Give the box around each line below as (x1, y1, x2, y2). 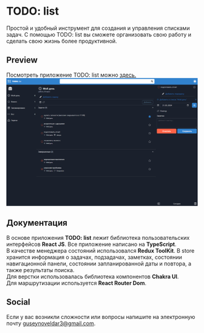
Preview (6, 55, 38, 65)
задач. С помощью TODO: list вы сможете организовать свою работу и (6, 30, 192, 38)
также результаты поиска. (6, 266, 75, 273)
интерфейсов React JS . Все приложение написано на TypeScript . (6, 240, 177, 248)
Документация (6, 218, 68, 228)
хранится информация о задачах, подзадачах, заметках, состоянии (6, 253, 182, 261)
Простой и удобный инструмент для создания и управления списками (6, 24, 190, 32)
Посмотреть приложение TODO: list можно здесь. (6, 71, 137, 79)
